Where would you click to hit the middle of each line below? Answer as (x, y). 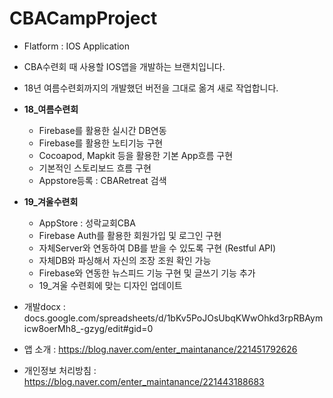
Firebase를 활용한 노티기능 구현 (101, 143)
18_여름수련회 (51, 109)
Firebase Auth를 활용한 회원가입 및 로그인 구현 (130, 235)
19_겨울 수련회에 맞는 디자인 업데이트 (110, 285)
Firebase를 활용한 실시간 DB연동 (102, 130)
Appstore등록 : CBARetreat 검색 (102, 180)
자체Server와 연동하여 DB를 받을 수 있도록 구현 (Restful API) (157, 248)
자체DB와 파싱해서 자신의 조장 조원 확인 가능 (125, 260)
